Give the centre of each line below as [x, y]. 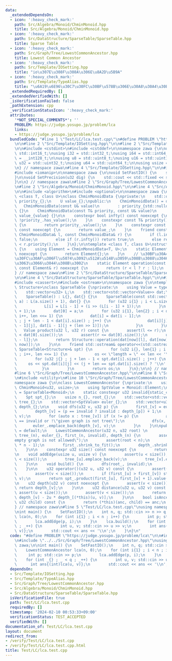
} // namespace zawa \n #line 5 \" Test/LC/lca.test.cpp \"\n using [83, 507]
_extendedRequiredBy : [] [36, 91]
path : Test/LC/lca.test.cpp [40, 603]
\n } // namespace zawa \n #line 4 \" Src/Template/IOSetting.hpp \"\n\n [89, 168]
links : [21, 130]
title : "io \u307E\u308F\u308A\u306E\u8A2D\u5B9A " [69, 72]
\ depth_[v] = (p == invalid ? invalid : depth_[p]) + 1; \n [88, 412]
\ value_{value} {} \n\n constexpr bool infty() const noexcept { [89, 216]
